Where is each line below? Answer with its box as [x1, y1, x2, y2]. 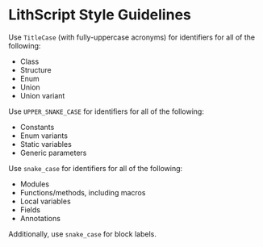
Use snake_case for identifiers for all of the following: [8, 163, 183, 173]
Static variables [19, 139, 73, 149]
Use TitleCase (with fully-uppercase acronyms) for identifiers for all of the [8, 32, 256, 42]
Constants [19, 122, 55, 132]
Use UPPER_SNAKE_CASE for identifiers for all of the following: [8, 107, 204, 116]
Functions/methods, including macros [19, 187, 146, 197]
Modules [19, 179, 50, 189]
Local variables [19, 196, 71, 206]
